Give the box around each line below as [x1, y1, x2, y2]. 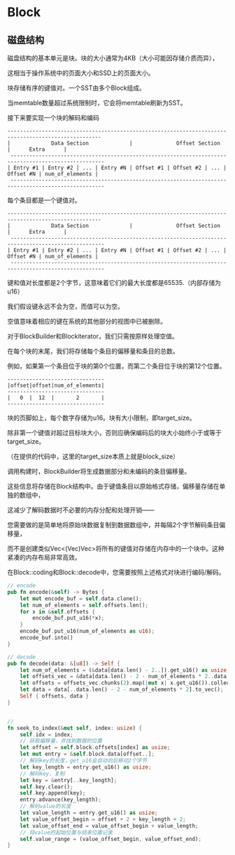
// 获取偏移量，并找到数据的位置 [20, 738, 103, 745]
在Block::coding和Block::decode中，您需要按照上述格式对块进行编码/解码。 [7, 568, 225, 576]
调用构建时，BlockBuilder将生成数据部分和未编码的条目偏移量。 [7, 468, 191, 475]
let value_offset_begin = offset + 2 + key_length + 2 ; [20, 816, 187, 823]
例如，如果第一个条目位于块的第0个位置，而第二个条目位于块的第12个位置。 [7, 362, 226, 370]
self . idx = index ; [20, 731, 73, 738]
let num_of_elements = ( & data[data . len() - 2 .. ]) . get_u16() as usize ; [20, 666, 230, 674]
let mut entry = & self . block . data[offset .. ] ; [20, 750, 155, 758]
